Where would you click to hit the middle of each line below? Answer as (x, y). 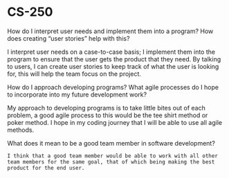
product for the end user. (46, 168)
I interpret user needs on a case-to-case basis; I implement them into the (111, 52)
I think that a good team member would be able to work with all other (112, 156)
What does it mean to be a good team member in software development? (111, 143)
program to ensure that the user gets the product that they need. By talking (114, 59)
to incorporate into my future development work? (77, 95)
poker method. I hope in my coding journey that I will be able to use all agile (115, 122)
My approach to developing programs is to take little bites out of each (106, 108)
